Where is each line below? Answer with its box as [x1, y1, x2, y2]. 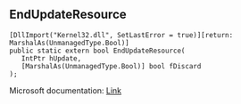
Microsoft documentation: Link [9, 84, 122, 96]
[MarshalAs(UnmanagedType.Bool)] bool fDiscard [21, 61, 202, 70]
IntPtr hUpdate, [21, 53, 82, 63]
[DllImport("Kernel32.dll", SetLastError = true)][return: [9, 30, 234, 39]
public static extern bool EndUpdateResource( [9, 46, 186, 55]
